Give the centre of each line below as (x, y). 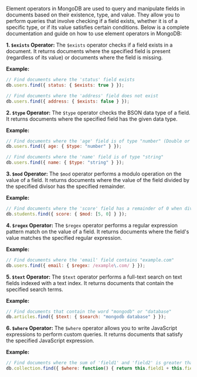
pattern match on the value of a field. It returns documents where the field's (98, 232)
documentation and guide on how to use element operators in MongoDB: (94, 34)
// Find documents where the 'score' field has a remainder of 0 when (94, 209)
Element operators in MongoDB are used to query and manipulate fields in (96, 9)
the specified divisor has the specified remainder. (66, 186)
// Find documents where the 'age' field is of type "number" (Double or (98, 141)
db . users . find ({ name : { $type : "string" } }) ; (65, 163)
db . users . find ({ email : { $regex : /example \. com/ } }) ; (76, 265)
